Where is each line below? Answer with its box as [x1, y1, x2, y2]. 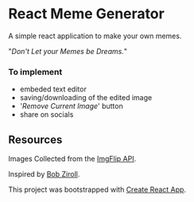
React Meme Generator [8, 5, 165, 23]
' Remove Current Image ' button [19, 101, 123, 111]
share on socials [19, 110, 74, 119]
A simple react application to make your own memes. [8, 31, 182, 41]
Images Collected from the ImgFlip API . [8, 154, 137, 164]
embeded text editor [19, 84, 87, 94]
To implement [8, 66, 63, 77]
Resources [8, 133, 63, 146]
